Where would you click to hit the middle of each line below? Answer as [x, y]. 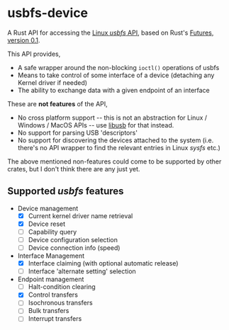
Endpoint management [51, 279]
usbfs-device [48, 13]
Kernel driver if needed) [52, 82]
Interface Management [51, 256]
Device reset [47, 224]
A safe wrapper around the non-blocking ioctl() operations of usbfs [118, 67]
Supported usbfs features [66, 192]
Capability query [52, 232]
